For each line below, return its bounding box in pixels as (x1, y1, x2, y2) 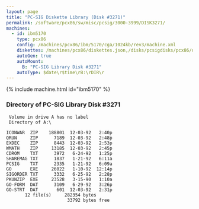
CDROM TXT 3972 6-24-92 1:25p (6, 150, 113, 156)
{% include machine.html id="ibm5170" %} (6, 85, 111, 93)
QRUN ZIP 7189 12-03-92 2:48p (6, 135, 113, 141)
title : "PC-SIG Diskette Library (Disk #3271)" (6, 14, 126, 20)
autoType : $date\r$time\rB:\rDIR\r (17, 69, 105, 75)
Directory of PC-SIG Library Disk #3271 (6, 100, 121, 109)
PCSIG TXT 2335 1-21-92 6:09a (6, 161, 113, 167)
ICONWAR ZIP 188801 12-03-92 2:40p (6, 129, 113, 135)
